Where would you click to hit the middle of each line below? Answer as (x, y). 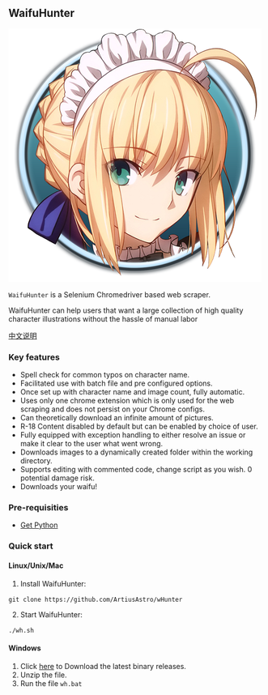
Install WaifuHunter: (53, 583)
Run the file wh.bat (51, 683)
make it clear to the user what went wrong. (91, 444)
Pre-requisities (38, 508)
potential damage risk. (57, 478)
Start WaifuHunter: (51, 614)
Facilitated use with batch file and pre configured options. (116, 383)
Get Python (39, 525)
